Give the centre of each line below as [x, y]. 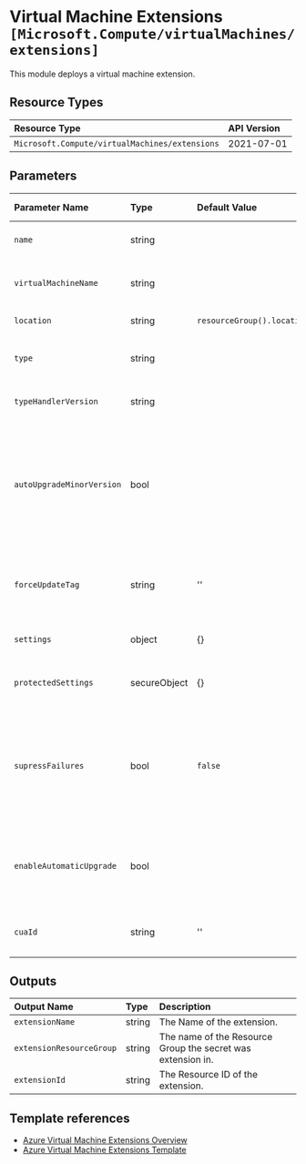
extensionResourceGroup [66, 1048]
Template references [70, 1118]
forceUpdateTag [47, 584]
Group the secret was [205, 1048]
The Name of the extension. [218, 1022]
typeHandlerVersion [56, 401]
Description [185, 1006]
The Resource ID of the [208, 1075]
